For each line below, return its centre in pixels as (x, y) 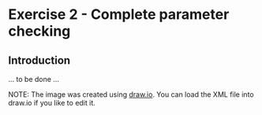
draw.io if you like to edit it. (52, 103)
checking (39, 31)
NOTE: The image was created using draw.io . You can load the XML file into (131, 95)
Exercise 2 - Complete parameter (119, 15)
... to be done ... (34, 79)
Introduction (39, 60)
